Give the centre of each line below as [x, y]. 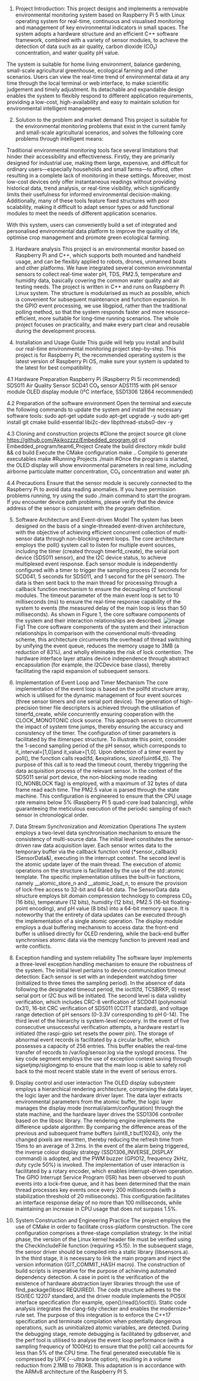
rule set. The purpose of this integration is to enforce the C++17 [93, 1315]
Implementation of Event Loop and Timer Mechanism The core [92, 682]
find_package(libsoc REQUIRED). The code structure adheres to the [98, 1290]
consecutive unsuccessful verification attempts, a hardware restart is [100, 1027]
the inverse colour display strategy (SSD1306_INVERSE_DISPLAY [94, 1152]
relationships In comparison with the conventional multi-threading [96, 633]
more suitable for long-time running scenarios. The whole [109, 318]
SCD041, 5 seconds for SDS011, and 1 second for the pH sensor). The [100, 576]
